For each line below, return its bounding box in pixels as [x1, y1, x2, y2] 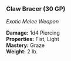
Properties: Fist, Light [6, 36, 60, 43]
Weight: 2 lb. [6, 48, 38, 55]
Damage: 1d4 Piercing [6, 29, 60, 36]
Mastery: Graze [6, 42, 45, 49]
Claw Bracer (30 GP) [6, 5, 66, 13]
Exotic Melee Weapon [6, 18, 59, 25]
